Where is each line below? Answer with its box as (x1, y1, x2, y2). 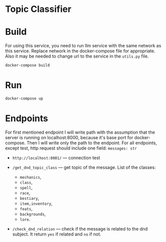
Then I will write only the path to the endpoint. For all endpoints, (26, 140, 158, 146)
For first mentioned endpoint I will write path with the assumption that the (5, 129, 155, 135)
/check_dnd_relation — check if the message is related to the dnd (12, 226, 148, 232)
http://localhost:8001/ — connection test (12, 155, 100, 161)
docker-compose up (5, 96, 43, 101)
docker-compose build (5, 63, 50, 68)
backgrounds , (19, 211, 46, 217)
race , (19, 190, 31, 196)
